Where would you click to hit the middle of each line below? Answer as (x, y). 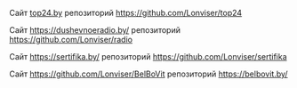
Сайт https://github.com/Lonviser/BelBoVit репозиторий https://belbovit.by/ (148, 74)
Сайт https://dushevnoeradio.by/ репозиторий (95, 30)
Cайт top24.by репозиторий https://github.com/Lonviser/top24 (126, 13)
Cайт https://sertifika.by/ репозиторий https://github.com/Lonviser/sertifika (148, 56)
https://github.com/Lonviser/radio (71, 40)
